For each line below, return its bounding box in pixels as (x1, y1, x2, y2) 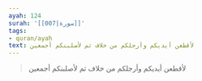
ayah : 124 (8, 11, 42, 20)
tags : (8, 26, 27, 34)
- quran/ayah (8, 34, 53, 43)
